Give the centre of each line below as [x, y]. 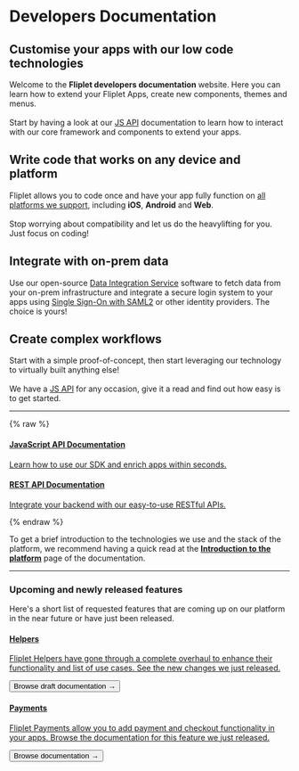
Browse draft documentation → [65, 687]
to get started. [35, 398]
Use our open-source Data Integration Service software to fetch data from [145, 283]
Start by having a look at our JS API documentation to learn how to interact [146, 123]
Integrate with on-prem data [89, 262]
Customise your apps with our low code [121, 49]
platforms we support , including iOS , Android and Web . [111, 205]
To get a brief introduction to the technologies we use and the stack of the [145, 539]
